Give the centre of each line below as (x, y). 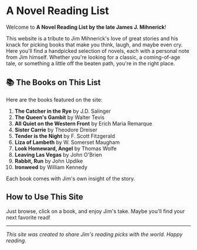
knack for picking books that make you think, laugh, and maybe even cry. (94, 45)
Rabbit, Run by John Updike (49, 161)
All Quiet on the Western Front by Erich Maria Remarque (83, 123)
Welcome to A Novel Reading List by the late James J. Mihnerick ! (86, 27)
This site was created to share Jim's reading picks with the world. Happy (94, 234)
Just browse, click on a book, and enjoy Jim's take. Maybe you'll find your (96, 211)
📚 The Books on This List (53, 82)
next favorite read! (28, 217)
